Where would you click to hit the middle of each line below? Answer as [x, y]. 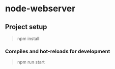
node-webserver [40, 9]
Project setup [26, 27]
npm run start [31, 62]
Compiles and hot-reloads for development [58, 51]
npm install [28, 38]
